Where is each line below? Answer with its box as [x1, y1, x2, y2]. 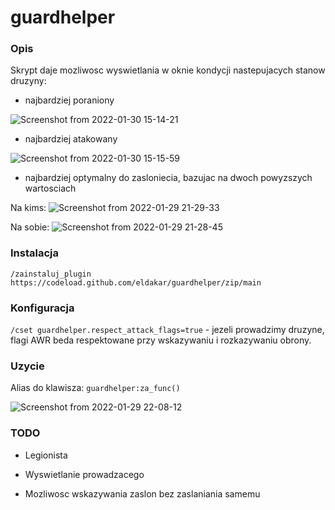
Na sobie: [10, 221, 50, 233]
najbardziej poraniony [24, 94, 115, 106]
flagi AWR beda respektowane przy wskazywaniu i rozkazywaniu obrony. [10, 334, 312, 346]
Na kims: [10, 202, 47, 214]
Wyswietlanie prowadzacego [24, 468, 145, 480]
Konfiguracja [10, 301, 75, 315]
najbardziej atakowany [24, 133, 118, 145]
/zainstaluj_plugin [10, 269, 92, 279]
